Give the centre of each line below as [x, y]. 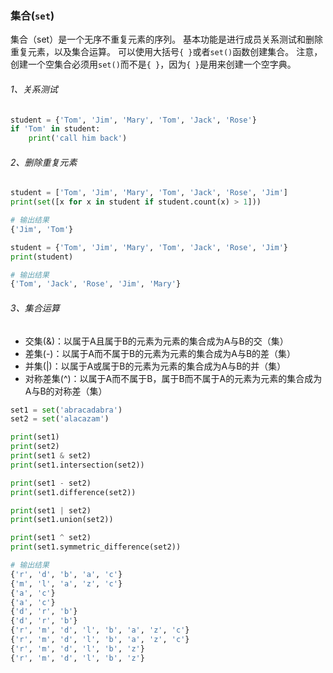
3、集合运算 [35, 308]
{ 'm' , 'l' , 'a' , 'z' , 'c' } [66, 583]
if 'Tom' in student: [55, 129]
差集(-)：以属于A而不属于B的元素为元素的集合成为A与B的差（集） [160, 353]
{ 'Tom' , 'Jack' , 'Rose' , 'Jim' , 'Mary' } [96, 284]
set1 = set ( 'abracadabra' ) [66, 410]
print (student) [42, 257]
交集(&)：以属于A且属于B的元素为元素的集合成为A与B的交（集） [156, 341]
